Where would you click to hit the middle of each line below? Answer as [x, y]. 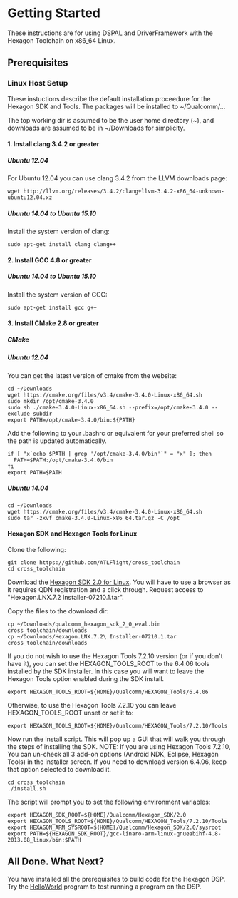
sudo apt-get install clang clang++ [62, 245]
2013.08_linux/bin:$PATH [44, 840]
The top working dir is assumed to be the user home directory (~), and [111, 120]
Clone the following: [37, 549]
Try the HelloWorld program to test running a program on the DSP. [104, 887]
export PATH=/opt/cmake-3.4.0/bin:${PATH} [71, 420]
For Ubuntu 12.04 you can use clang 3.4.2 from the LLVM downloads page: [118, 178]
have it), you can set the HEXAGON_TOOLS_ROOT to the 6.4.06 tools [109, 663]
